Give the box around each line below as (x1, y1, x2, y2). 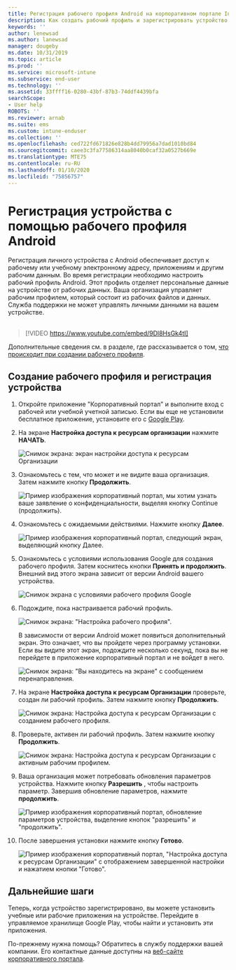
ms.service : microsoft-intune (8, 69, 97, 76)
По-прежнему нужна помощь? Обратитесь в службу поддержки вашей (8, 940, 223, 948)
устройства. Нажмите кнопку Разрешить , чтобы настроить (18, 780, 199, 788)
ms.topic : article (8, 56, 62, 63)
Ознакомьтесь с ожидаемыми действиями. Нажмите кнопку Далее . (18, 520, 224, 529)
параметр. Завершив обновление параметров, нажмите (18, 787, 188, 796)
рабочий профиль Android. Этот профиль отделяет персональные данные (8, 278, 229, 287)
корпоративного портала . (8, 955, 85, 963)
